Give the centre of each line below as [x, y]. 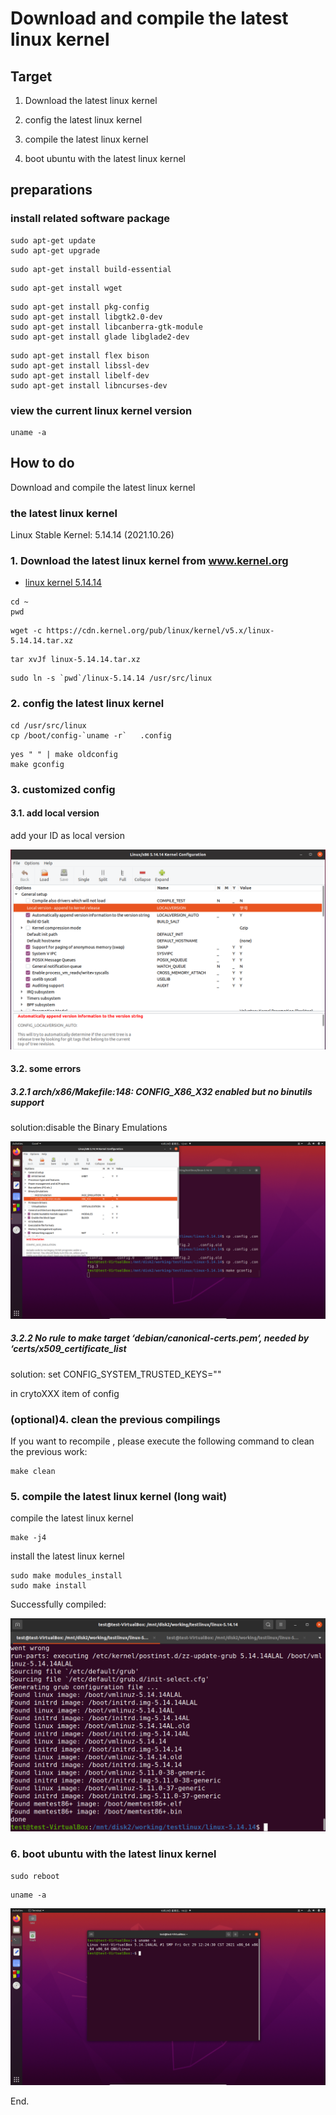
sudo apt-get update [53, 240]
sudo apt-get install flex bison [80, 355]
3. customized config [63, 789]
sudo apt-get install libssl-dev [80, 365]
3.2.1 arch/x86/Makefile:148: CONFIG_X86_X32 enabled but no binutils [161, 1091]
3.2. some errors [46, 1069]
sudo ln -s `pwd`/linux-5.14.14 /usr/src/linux [111, 678]
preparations [51, 190]
